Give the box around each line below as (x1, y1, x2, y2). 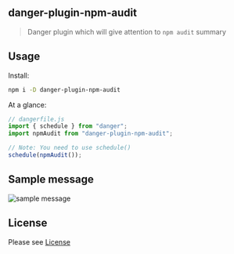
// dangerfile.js (8, 115, 65, 123)
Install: (8, 71, 30, 80)
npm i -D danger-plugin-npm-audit (8, 85, 121, 93)
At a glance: (8, 100, 47, 109)
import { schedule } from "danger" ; (8, 122, 128, 130)
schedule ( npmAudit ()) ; (8, 151, 82, 159)
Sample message (8, 172, 94, 187)
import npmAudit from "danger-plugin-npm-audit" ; (8, 129, 174, 138)
